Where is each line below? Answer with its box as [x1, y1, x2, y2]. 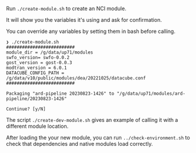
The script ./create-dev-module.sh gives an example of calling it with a [6, 117, 178, 123]
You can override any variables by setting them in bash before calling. [6, 28, 175, 35]
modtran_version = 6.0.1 [6, 65, 67, 71]
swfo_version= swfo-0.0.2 [6, 55, 69, 61]
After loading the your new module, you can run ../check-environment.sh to [6, 134, 190, 141]
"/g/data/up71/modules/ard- [117, 91, 185, 97]
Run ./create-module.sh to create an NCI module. [6, 5, 127, 12]
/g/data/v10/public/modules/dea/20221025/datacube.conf [6, 75, 146, 81]
